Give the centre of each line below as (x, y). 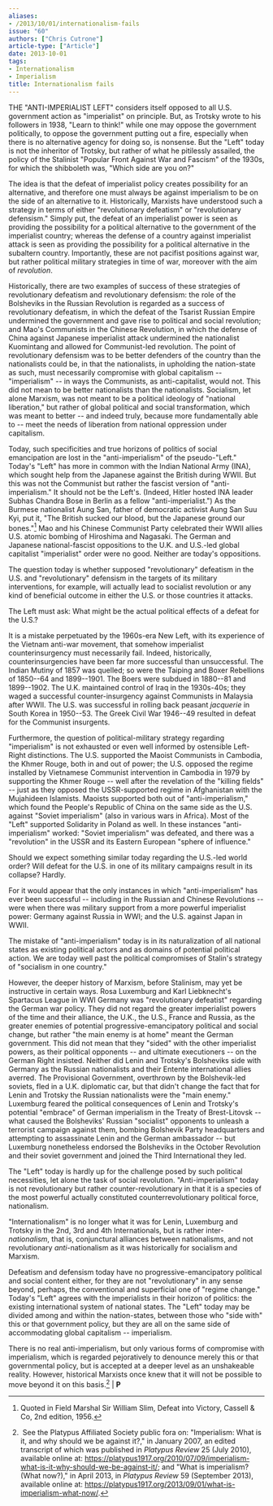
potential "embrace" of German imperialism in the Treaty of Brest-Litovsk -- (135, 1113)
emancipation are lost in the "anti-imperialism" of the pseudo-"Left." (123, 457)
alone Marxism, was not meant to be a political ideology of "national (122, 398)
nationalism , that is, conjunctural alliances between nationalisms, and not (131, 1239)
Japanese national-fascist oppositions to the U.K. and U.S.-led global (124, 545)
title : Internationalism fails (61, 84)
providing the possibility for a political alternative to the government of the (132, 227)
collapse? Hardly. (37, 875)
